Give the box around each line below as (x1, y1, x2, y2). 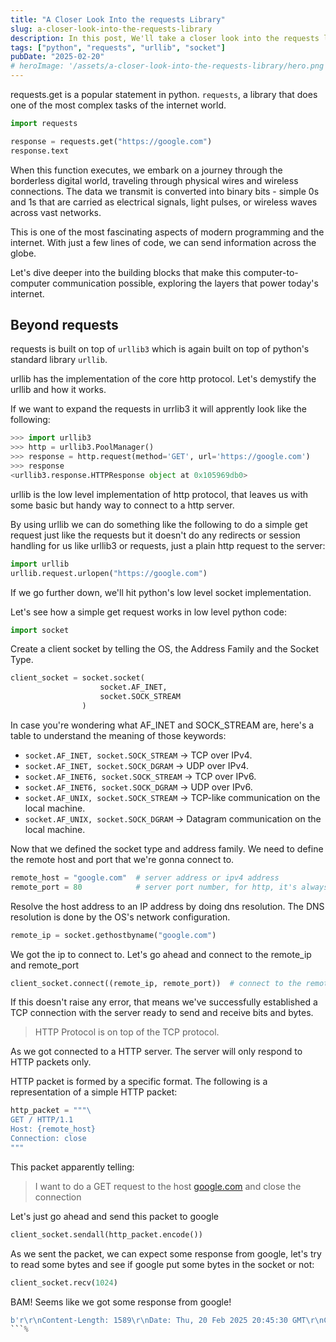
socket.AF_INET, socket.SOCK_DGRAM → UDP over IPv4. (24, 759, 249, 771)
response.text (10, 146, 70, 156)
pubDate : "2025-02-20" (10, 52, 105, 62)
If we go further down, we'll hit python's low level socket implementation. (10, 586, 312, 598)
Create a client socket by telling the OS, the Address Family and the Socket (10, 643, 320, 655)
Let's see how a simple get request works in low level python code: (10, 606, 287, 618)
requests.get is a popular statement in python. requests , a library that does (10, 89, 318, 100)
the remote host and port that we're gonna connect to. (10, 853, 235, 865)
